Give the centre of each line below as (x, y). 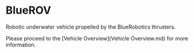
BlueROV (28, 10)
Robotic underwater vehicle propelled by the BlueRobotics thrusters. (91, 27)
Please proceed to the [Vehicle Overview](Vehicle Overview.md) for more (97, 38)
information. (21, 45)
